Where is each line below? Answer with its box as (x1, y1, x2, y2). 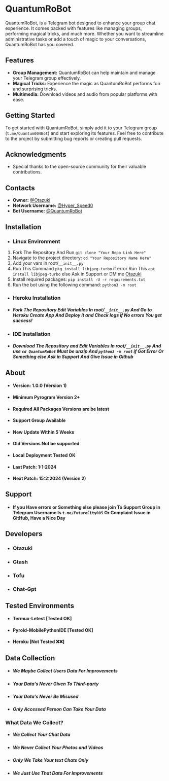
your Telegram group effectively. (12, 75, 81, 81)
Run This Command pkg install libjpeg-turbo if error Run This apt (12, 265, 155, 271)
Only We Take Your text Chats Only (12, 757, 89, 763)
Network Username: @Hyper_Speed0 (12, 202, 93, 208)
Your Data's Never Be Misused (12, 693, 79, 700)
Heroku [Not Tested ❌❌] (12, 638, 65, 645)
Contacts (5, 184, 36, 192)
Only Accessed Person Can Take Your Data (12, 706, 106, 713)
